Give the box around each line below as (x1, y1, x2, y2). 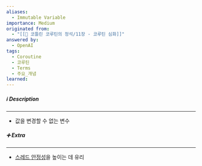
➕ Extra (6, 131, 26, 139)
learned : (6, 76, 28, 82)
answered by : (6, 37, 39, 43)
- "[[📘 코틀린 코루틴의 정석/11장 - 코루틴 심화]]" (11, 31, 125, 37)
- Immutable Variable (11, 14, 66, 21)
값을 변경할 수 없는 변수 (14, 117, 70, 124)
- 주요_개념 (11, 71, 37, 77)
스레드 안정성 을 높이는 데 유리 (14, 153, 84, 161)
